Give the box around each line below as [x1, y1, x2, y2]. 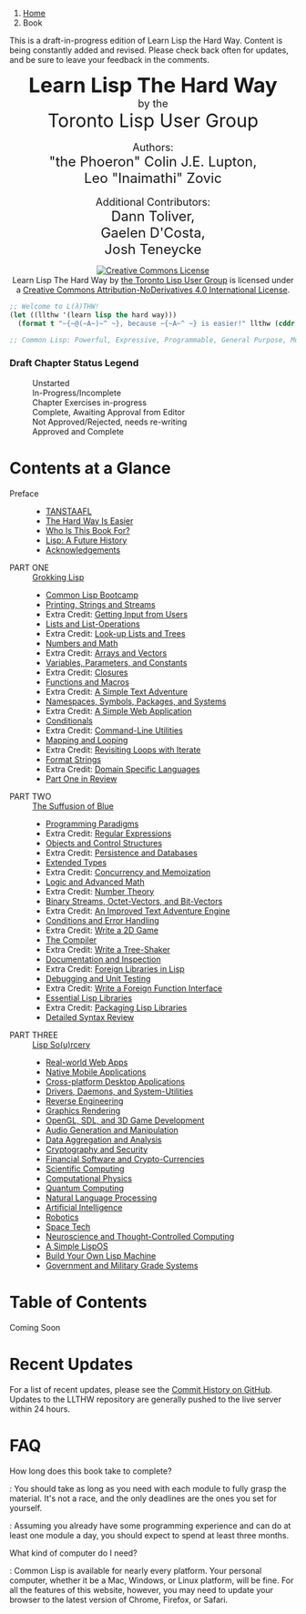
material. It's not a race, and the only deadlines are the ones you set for [9, 1493, 278, 1504]
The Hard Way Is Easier [45, 515, 134, 526]
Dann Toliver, [110, 208, 196, 225]
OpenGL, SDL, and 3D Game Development [45, 1115, 205, 1126]
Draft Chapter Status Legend [9, 357, 139, 370]
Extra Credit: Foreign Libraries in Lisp [45, 963, 185, 974]
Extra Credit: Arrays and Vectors [45, 647, 168, 659]
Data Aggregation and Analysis [45, 1134, 162, 1145]
